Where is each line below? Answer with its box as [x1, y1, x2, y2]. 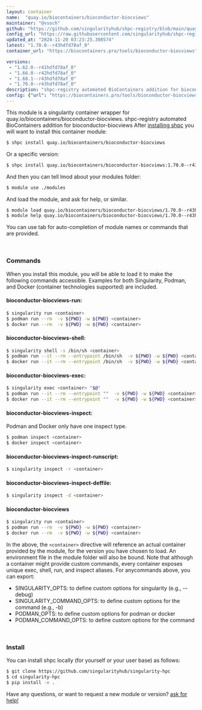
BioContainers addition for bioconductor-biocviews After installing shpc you [6, 121, 194, 129]
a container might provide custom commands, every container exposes [6, 560, 183, 567]
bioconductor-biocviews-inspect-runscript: [6, 453, 119, 460]
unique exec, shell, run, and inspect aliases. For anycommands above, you [6, 566, 191, 574]
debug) [14, 590, 34, 598]
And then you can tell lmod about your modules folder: [6, 173, 141, 180]
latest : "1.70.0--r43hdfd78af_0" [6, 43, 90, 49]
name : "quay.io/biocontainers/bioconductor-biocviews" [6, 14, 149, 20]
